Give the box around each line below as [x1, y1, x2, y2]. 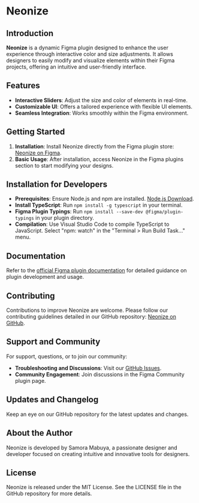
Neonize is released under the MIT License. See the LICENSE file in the [6, 484, 182, 491]
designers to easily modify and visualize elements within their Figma [6, 57, 175, 64]
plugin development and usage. [6, 273, 85, 281]
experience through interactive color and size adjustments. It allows [6, 50, 174, 58]
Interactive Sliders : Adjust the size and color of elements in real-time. [14, 96, 188, 103]
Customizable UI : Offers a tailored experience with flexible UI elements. [14, 103, 193, 110]
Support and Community [6, 337, 101, 347]
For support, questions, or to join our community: [6, 353, 128, 360]
